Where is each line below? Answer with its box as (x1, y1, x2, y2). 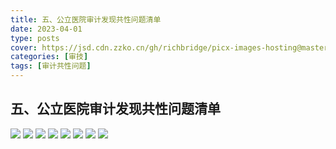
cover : (10, 42, 38, 53)
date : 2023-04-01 (10, 24, 83, 34)
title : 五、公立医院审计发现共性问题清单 (10, 14, 162, 25)
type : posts (10, 33, 60, 43)
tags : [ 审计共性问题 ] (10, 61, 92, 71)
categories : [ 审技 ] (10, 52, 89, 62)
